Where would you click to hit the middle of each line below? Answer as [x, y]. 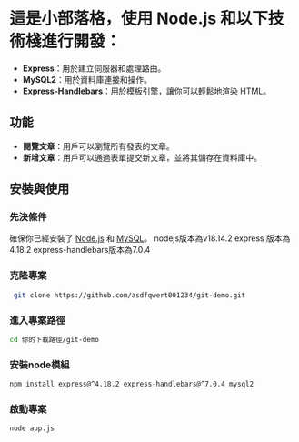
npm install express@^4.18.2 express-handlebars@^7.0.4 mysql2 [132, 384]
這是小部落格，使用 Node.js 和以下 [139, 19]
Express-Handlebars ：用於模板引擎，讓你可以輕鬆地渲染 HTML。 [147, 91]
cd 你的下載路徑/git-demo [55, 339]
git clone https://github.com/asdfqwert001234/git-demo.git [130, 295]
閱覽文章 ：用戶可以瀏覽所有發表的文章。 [98, 146]
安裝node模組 [40, 365]
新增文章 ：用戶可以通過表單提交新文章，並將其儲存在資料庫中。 [142, 157]
